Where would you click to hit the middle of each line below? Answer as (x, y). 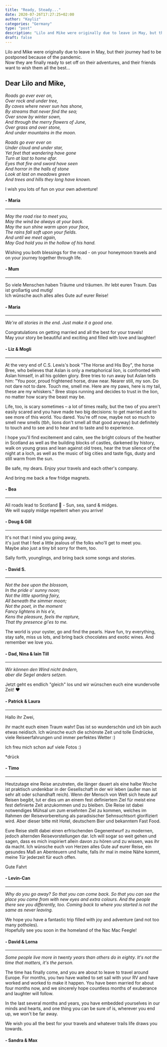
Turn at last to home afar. (31, 158)
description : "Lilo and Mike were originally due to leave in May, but (81, 33)
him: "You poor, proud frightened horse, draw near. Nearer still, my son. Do (82, 381)
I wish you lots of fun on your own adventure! (51, 189)
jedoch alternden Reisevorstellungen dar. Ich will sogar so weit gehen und (81, 836)
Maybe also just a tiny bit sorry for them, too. (51, 548)
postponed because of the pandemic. (44, 57)
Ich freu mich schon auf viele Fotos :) (43, 747)
